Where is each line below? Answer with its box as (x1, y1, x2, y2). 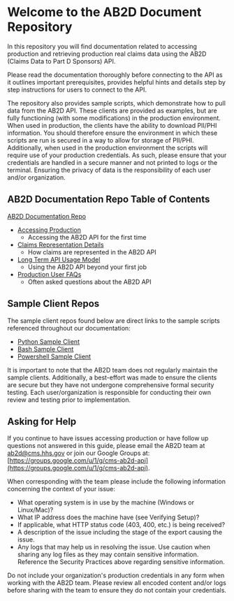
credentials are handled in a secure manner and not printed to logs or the (7, 158, 218, 166)
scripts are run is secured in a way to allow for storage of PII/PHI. (7, 136, 194, 144)
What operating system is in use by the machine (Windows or (17, 498, 194, 507)
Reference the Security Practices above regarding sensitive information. (17, 558, 225, 566)
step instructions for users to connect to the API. (7, 85, 147, 94)
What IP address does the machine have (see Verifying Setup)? (17, 513, 200, 521)
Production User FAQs (17, 270, 82, 278)
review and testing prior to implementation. (7, 396, 131, 404)
